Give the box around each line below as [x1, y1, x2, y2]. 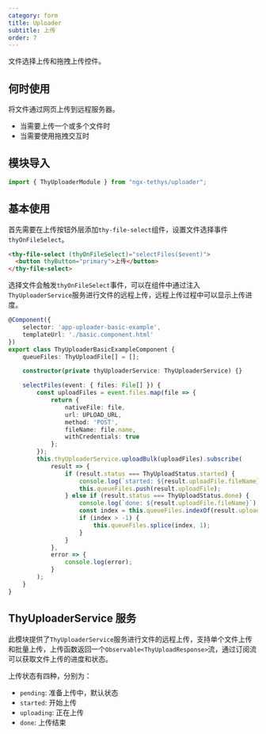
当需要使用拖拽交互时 [19, 132, 89, 141]
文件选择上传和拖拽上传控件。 [8, 56, 105, 66]
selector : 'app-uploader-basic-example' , [22, 323, 161, 331]
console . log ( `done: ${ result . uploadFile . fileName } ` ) [78, 499, 257, 507]
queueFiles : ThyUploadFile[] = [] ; [22, 353, 140, 361]
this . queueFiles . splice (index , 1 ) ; [93, 521, 211, 529]
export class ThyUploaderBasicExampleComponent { [8, 346, 176, 354]
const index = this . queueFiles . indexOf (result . [78, 507, 239, 515]
